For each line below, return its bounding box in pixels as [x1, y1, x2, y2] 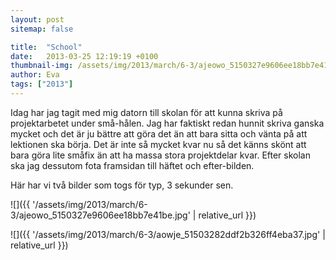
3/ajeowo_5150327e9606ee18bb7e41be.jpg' [10, 209, 191, 221]
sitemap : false [10, 24, 74, 34]
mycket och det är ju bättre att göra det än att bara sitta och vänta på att [10, 127, 308, 140]
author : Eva [10, 70, 60, 80]
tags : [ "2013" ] [10, 79, 74, 90]
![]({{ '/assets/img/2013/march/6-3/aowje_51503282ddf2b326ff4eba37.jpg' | [10, 228, 326, 240]
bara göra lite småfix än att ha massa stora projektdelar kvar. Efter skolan [10, 149, 311, 161]
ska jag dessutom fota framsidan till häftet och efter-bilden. [10, 159, 255, 171]
